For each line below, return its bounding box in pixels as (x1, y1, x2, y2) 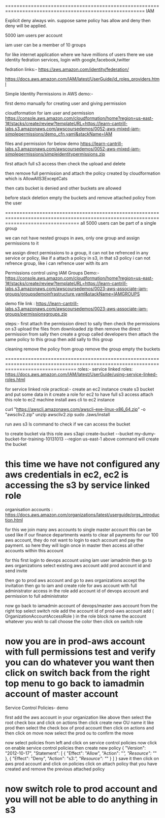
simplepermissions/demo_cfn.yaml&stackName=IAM (5, 131, 112, 137)
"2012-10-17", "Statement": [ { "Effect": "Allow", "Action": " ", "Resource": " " (5, 750, 157, 756)
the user (5, 200, 22, 206)
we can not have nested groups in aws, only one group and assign (5, 235, 140, 241)
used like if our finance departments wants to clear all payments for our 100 (5, 531, 159, 537)
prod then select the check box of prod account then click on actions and (5, 724, 154, 730)
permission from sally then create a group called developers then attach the (5, 331, 159, 337)
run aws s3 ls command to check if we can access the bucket (5, 421, 131, 427)
